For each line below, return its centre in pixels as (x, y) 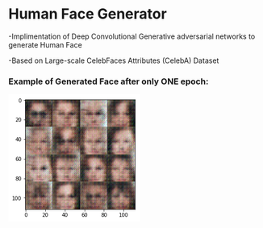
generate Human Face (45, 44)
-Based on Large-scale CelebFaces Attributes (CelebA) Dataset (114, 60)
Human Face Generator (88, 14)
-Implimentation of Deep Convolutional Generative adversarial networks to (132, 36)
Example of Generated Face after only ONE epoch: (109, 81)
